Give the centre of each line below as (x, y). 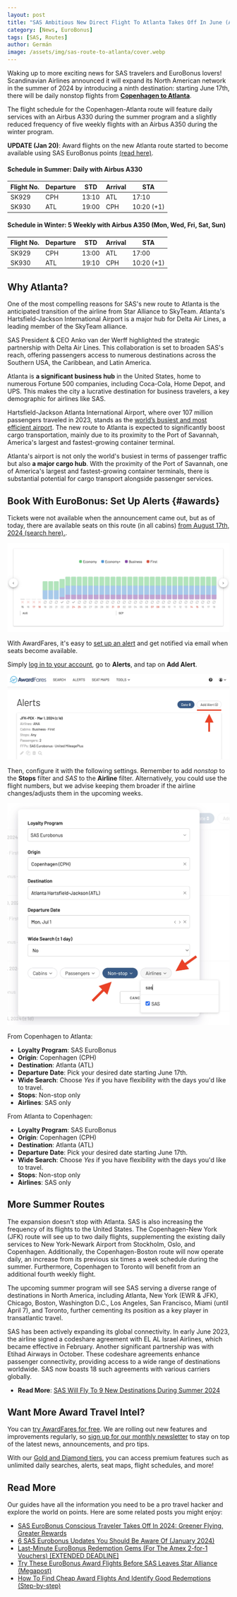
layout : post (26, 15)
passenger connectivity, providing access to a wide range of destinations (114, 1361)
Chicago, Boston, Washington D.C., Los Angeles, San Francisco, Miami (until (118, 1303)
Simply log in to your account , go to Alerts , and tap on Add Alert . (102, 664)
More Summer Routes (56, 1205)
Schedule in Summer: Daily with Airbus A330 (75, 169)
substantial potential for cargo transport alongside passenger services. (110, 479)
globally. (20, 1376)
